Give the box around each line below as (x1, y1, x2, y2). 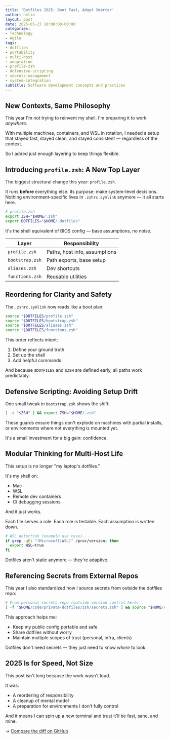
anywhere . (5, 120, 28, 127)
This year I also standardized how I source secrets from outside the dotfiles (5, 585, 162, 591)
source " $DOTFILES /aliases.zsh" (5, 323, 73, 328)
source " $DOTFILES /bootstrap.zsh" (5, 318, 78, 323)
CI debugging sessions (12, 498, 61, 504)
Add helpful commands (12, 358, 62, 364)
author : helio (5, 12, 35, 17)
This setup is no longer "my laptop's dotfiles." (5, 463, 100, 469)
